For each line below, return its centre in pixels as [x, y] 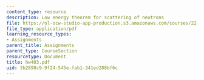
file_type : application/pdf [42, 29]
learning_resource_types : [39, 34]
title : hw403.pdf [28, 62]
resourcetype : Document [36, 57]
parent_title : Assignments [40, 46]
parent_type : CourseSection [42, 51]
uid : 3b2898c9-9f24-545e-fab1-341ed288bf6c [62, 68]
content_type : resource [36, 12]
